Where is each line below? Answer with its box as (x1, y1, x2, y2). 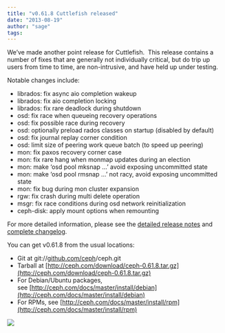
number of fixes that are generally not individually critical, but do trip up (7, 56, 211, 64)
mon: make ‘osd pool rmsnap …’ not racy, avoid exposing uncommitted (17, 170, 218, 179)
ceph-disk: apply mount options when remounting (17, 207, 160, 215)
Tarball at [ (17, 261, 48, 270)
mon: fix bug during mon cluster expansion (17, 185, 140, 193)
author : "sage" (7, 23, 51, 30)
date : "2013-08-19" (7, 17, 63, 23)
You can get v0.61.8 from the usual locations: (7, 241, 135, 249)
